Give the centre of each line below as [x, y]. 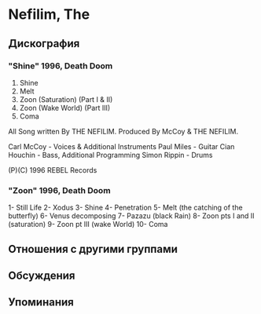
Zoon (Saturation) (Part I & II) [66, 99]
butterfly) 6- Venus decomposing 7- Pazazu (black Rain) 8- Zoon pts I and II [131, 216]
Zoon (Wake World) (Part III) [65, 108]
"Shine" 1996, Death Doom [61, 66]
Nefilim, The [49, 15]
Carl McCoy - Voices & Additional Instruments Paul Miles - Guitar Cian [121, 146]
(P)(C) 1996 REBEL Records [53, 170]
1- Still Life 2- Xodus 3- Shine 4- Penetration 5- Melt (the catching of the [125, 208]
